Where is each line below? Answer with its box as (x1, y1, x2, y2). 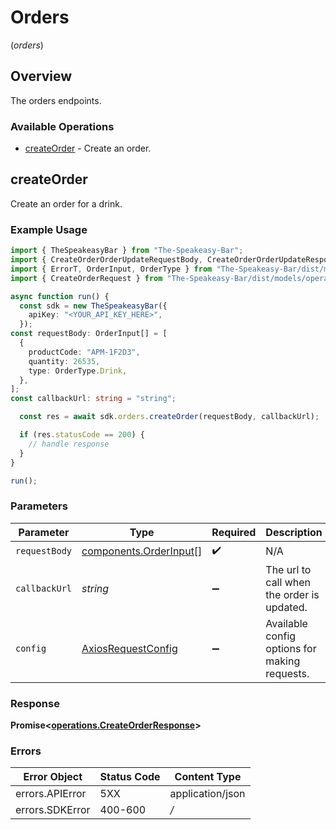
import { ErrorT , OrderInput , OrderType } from (10, 264, 213, 274)
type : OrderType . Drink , (28, 366, 128, 376)
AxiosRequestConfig (81, 641, 178, 655)
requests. (265, 666, 310, 680)
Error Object (23, 770, 83, 784)
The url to (265, 562, 312, 576)
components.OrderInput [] (81, 544, 203, 558)
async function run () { (10, 291, 110, 301)
